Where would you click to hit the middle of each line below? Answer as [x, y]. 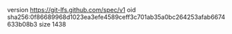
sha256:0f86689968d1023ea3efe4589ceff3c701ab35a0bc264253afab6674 [116, 17]
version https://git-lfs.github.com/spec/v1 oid [72, 10]
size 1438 [53, 24]
